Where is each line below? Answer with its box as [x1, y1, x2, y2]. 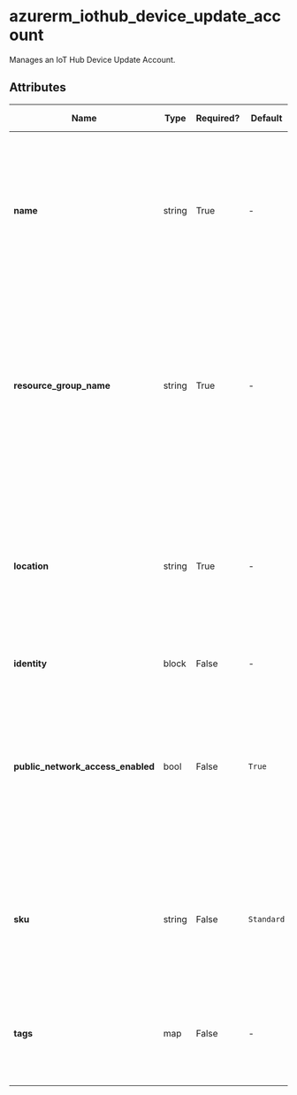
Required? [195, 112, 240, 124]
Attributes [9, 80, 66, 95]
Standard [247, 914, 286, 924]
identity [13, 657, 47, 670]
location [13, 560, 49, 572]
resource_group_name [13, 379, 110, 392]
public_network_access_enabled [13, 760, 155, 773]
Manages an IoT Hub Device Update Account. [9, 54, 176, 65]
